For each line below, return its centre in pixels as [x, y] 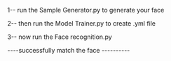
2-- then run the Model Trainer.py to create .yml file [82, 23]
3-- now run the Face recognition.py [60, 37]
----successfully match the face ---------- [69, 50]
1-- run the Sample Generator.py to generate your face [86, 10]
